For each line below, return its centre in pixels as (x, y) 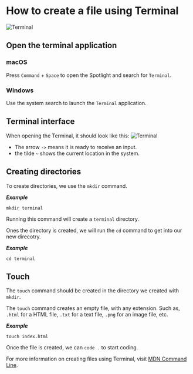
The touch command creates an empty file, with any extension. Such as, (93, 308)
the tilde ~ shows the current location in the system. (77, 153)
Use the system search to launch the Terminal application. (76, 103)
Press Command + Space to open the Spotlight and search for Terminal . (89, 75)
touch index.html (27, 337)
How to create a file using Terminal (92, 11)
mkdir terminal (25, 208)
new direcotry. (23, 237)
